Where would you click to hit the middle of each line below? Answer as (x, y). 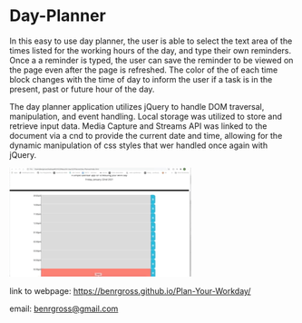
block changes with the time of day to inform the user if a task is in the (141, 79)
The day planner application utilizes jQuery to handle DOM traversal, (137, 106)
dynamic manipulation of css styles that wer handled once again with (139, 145)
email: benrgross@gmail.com (64, 308)
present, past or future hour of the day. (82, 89)
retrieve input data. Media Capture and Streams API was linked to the (138, 126)
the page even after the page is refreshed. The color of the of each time (144, 70)
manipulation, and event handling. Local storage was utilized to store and (146, 116)
